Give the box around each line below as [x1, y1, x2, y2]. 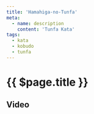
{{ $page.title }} [6, 75, 89, 89]
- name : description [12, 20, 64, 26]
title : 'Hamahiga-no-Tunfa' [6, 9, 78, 15]
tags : [6, 32, 20, 38]
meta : [6, 15, 20, 21]
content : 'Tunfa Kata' [17, 26, 75, 32]
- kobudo [12, 44, 34, 50]
